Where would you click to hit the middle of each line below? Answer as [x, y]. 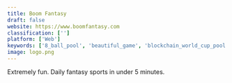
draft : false [26, 20]
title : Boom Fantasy [37, 13]
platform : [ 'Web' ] [34, 39]
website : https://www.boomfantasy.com [63, 26]
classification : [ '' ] [39, 33]
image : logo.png [31, 53]
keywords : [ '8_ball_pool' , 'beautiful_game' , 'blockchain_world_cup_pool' [118, 46]
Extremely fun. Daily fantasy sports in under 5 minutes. [86, 72]
